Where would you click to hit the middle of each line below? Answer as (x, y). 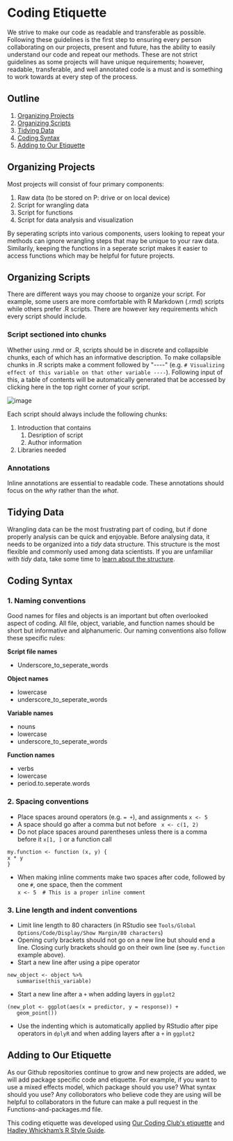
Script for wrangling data (53, 205)
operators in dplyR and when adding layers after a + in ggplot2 (106, 1033)
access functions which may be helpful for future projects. (91, 256)
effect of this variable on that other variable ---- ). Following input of (115, 372)
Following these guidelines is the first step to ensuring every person (104, 39)
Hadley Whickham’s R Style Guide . (57, 1130)
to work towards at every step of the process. (72, 76)
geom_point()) (37, 1013)
